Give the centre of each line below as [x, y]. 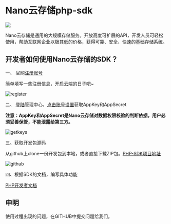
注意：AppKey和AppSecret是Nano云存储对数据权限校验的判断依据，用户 [83, 115]
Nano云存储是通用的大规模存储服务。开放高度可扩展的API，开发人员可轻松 [84, 35]
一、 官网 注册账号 [24, 73]
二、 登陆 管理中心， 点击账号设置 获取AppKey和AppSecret [66, 104]
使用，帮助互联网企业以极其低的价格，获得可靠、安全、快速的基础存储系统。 [86, 42]
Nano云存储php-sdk [49, 11]
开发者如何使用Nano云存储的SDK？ [62, 59]
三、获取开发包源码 [26, 142]
